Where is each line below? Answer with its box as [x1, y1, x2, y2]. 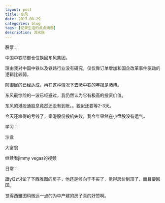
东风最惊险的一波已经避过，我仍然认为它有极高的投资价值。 [5, 92, 126, 98]
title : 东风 [5, 12, 28, 17]
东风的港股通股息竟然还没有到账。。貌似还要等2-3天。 [5, 103, 114, 108]
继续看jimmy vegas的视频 [5, 155, 57, 161]
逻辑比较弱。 [5, 71, 31, 77]
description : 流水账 [5, 30, 45, 35]
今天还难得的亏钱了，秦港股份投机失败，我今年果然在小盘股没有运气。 [5, 113, 148, 119]
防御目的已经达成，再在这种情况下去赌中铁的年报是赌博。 [5, 82, 122, 88]
